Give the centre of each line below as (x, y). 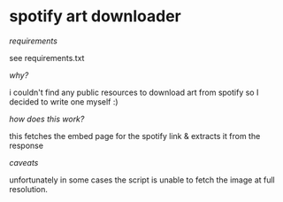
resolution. (29, 189)
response (27, 145)
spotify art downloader (95, 16)
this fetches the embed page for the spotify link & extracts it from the (135, 136)
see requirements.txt (47, 58)
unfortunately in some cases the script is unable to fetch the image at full (142, 180)
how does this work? (47, 119)
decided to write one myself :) (64, 101)
